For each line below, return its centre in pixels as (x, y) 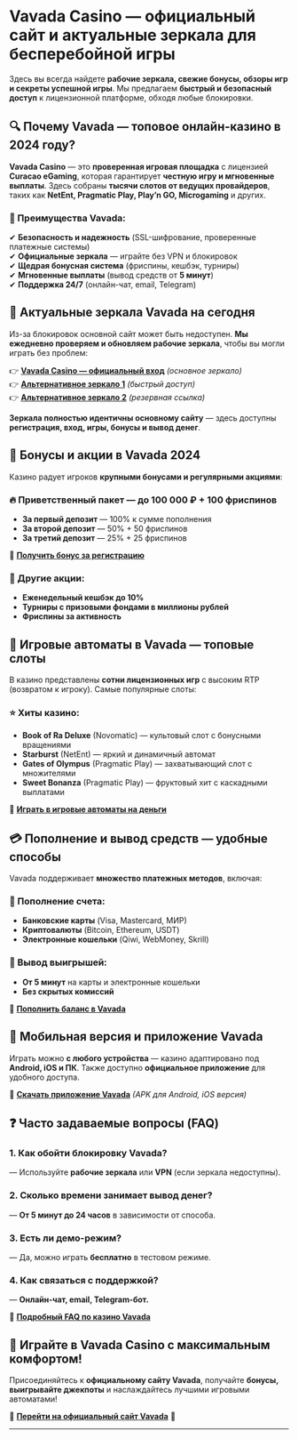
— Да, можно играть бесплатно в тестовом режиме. (110, 1257)
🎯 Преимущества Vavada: (67, 218)
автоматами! (33, 1399)
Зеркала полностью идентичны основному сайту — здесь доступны (143, 418)
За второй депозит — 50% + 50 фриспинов (105, 528)
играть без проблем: (49, 352)
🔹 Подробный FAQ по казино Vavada (80, 1317)
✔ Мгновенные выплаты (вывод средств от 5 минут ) (112, 275)
